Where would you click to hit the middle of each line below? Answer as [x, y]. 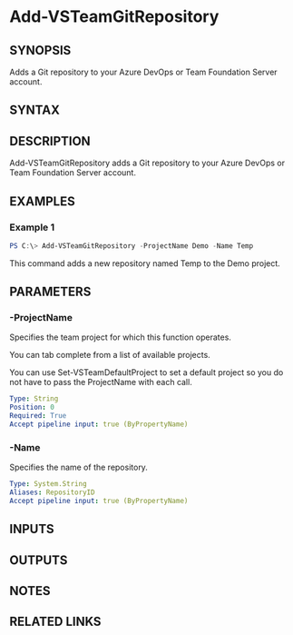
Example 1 [32, 227]
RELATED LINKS [55, 622]
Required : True [38, 416]
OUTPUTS [39, 560]
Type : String [34, 399]
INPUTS [32, 529]
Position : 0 [32, 407]
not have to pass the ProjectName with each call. [101, 382]
